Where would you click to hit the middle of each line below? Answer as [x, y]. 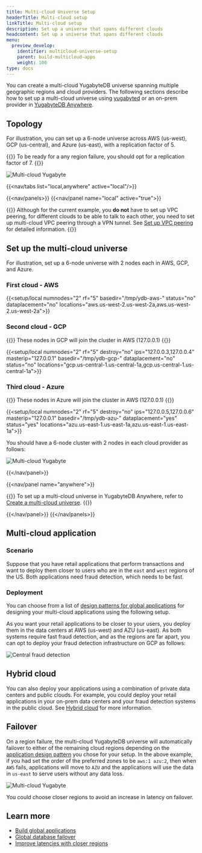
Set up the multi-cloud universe [67, 248]
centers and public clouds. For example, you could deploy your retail [91, 695]
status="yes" [23, 424]
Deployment [25, 592]
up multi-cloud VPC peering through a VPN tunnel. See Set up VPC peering [100, 223]
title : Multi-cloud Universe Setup [51, 12]
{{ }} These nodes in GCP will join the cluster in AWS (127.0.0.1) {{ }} [88, 340]
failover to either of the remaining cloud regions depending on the [88, 748]
